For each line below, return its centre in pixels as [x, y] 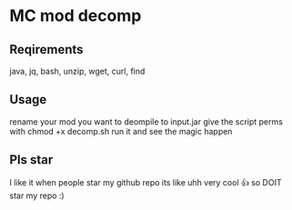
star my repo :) [37, 195]
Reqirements [46, 50]
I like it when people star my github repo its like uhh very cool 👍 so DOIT [146, 182]
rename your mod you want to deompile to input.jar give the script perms [146, 121]
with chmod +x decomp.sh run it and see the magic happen [121, 131]
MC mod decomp [76, 16]
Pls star [31, 160]
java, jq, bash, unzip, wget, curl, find [77, 71]
